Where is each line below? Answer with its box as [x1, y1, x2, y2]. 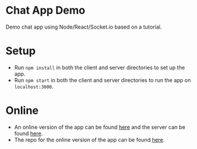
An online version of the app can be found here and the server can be [14, 123, 186, 131]
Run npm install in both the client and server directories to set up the [14, 64, 185, 71]
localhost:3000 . [14, 83, 54, 90]
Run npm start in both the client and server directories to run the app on [14, 76, 191, 83]
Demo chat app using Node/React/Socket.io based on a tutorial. [5, 23, 162, 30]
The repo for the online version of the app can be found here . [14, 136, 165, 143]
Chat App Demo [5, 4, 86, 17]
